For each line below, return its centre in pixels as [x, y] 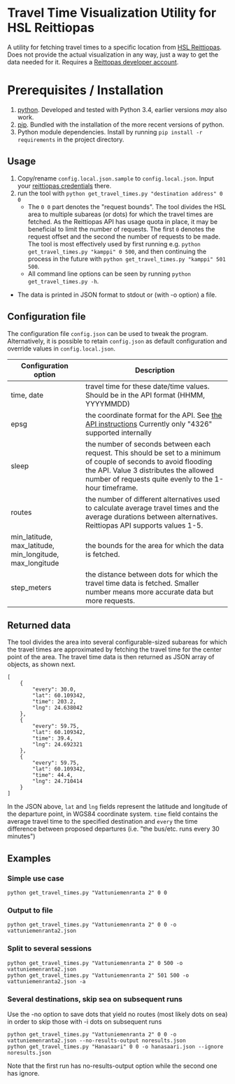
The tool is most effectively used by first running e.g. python [114, 244]
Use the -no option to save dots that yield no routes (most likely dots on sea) [117, 1014]
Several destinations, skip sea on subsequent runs [95, 999]
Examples [29, 858]
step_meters [31, 587]
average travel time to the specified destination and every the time [102, 822]
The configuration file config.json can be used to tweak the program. [108, 333]
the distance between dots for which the [151, 574]
